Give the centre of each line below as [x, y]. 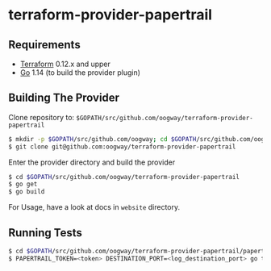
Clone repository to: [42, 117]
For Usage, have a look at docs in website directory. [94, 207]
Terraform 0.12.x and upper [65, 64]
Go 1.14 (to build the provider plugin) [80, 73]
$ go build [27, 192]
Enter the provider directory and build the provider [92, 162]
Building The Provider [64, 98]
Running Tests [45, 233]
